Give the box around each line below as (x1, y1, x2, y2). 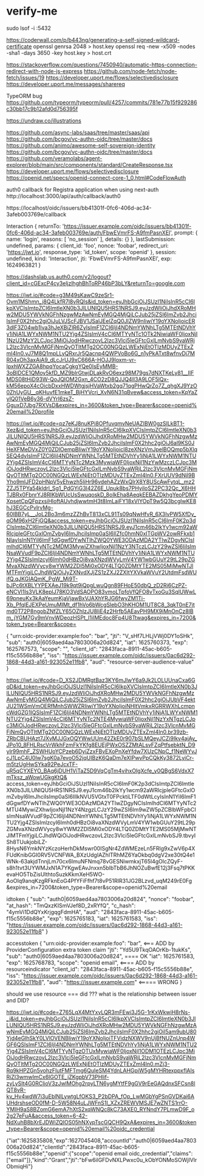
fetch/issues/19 (6, 74, 45, 81)
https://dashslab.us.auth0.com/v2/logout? (6, 273, 112, 280)
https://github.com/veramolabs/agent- (6, 154, 103, 162)
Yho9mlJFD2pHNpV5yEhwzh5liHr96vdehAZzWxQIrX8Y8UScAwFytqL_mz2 (6, 478, 195, 485)
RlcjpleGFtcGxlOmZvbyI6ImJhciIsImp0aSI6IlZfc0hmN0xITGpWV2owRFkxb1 (6, 530, 195, 537)
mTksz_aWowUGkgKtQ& (6, 773, 67, 781)
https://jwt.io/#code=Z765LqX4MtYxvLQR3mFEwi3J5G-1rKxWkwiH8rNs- (6, 1008, 191, 1016)
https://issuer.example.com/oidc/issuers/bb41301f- (63, 222, 192, 230)
